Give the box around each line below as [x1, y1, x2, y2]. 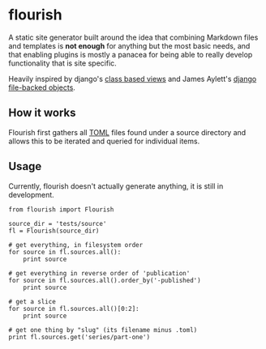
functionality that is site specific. [8, 58, 118, 68]
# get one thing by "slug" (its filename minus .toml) [8, 326, 198, 334]
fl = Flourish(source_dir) [8, 227, 100, 235]
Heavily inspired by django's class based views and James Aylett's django [8, 74, 257, 83]
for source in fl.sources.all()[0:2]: [8, 304, 139, 313]
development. [8, 189, 54, 199]
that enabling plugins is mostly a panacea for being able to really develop [8, 49, 253, 59]
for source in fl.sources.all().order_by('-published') [8, 276, 201, 284]
